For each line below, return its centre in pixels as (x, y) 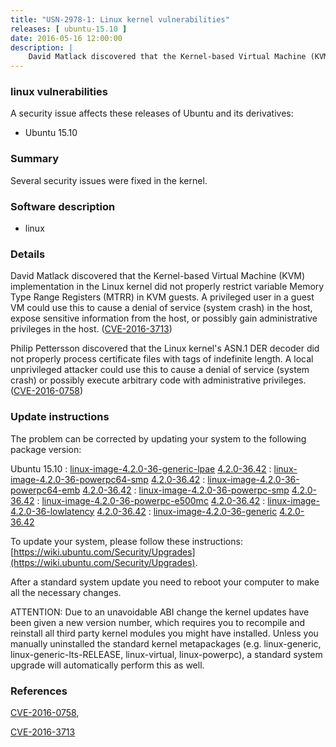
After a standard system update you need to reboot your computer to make (165, 582)
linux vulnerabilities (59, 92)
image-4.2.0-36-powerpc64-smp (79, 479)
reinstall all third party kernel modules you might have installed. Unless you (164, 633)
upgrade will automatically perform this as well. (107, 665)
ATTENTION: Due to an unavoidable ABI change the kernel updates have (160, 612)
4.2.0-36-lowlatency (52, 511)
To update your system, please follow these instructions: (126, 541)
